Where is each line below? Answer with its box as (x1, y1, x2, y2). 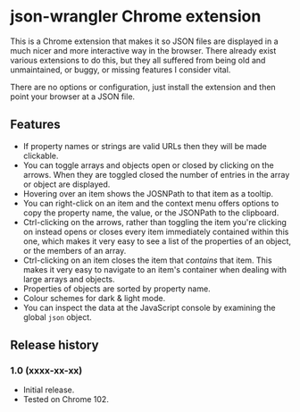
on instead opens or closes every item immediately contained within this (22, 226, 289, 237)
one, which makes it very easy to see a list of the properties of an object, (22, 235, 292, 247)
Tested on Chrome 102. (22, 394, 110, 405)
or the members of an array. (22, 245, 127, 256)
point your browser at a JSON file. (10, 91, 136, 102)
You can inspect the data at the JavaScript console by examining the (22, 302, 276, 313)
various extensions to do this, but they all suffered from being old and (10, 55, 266, 65)
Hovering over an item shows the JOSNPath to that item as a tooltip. (22, 188, 274, 198)
